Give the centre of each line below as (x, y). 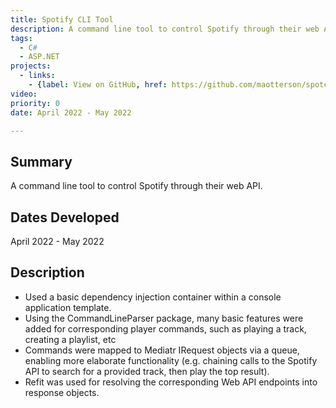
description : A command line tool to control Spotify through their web (165, 29)
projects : (31, 66)
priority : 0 (35, 103)
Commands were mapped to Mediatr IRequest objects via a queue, (162, 350)
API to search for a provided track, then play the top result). (147, 371)
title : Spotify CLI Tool (62, 19)
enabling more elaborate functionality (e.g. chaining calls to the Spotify (171, 360)
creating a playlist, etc (70, 339)
